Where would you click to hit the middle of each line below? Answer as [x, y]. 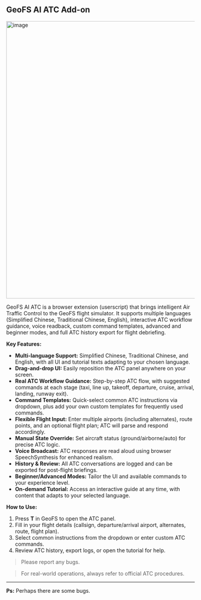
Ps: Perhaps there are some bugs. [48, 590]
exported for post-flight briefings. [56, 470]
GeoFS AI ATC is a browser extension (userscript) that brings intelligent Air [98, 307]
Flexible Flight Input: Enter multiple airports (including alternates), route [103, 419]
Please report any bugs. [50, 562]
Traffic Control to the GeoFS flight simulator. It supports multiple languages [99, 313]
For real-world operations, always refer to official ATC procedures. [103, 573]
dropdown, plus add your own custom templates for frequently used [99, 406]
